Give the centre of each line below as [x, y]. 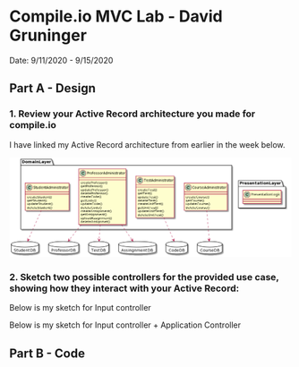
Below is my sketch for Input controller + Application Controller [125, 325]
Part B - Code [47, 353]
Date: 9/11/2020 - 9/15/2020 [61, 60]
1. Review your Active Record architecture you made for [132, 114]
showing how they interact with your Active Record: [124, 288]
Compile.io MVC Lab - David [116, 17]
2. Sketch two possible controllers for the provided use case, [144, 277]
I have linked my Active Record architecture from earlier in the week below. [147, 144]
